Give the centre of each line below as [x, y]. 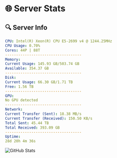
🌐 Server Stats [35, 9]
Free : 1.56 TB [19, 87]
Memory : [13, 59]
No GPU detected [21, 100]
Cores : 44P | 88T [23, 50]
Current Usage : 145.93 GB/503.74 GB [42, 64]
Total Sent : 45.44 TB [27, 123]
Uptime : [13, 137]
